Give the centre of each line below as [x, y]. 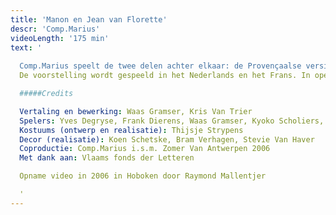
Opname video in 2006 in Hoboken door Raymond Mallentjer [143, 176]
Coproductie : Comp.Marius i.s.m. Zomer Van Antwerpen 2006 [145, 149]
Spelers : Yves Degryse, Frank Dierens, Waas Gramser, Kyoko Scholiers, [172, 121]
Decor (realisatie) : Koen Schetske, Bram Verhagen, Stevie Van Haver [167, 139]
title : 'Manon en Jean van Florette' [89, 19]
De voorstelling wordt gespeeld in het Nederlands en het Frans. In [165, 76]
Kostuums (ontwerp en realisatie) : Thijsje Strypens [131, 130]
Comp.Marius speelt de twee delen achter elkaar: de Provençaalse [160, 66]
